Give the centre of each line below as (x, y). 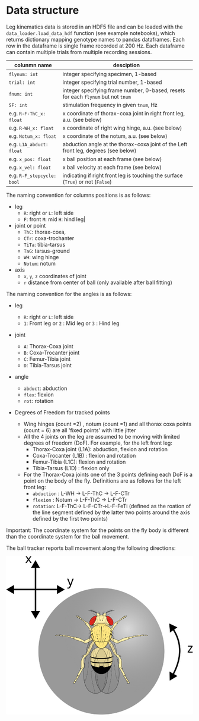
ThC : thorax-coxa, (45, 232)
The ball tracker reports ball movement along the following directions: (91, 548)
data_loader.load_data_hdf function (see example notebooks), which (91, 33)
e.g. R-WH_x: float (31, 128)
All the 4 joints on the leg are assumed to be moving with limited (102, 436)
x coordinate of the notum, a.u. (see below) (115, 136)
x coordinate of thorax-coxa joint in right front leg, (124, 113)
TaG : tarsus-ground (46, 251)
